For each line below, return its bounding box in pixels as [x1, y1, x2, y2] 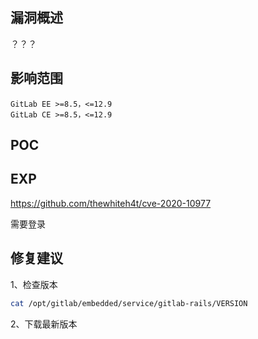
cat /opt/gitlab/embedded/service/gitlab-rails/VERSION [10, 298, 248, 308]
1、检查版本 [10, 278, 58, 290]
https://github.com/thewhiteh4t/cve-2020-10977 [10, 197, 212, 209]
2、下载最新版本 [10, 318, 78, 330]
